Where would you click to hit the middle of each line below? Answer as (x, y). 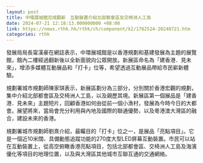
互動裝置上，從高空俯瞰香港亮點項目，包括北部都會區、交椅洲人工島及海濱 (104, 147)
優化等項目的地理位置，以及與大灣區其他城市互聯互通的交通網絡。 (88, 154)
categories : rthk (28, 35)
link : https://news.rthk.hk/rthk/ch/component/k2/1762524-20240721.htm (98, 29)
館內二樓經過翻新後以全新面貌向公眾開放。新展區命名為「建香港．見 (101, 60)
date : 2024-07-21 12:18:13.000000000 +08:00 (63, 23)
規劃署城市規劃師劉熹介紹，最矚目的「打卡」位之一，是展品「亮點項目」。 (98, 131)
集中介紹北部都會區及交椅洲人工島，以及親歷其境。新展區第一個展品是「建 (99, 96)
